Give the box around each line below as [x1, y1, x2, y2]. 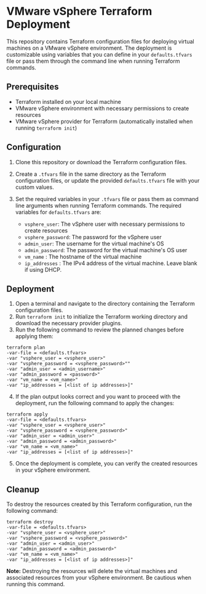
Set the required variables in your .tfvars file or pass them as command [15, 195, 199, 202]
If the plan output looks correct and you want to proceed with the [15, 393, 181, 400]
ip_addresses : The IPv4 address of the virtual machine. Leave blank [24, 259, 198, 267]
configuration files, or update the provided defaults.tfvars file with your [15, 176, 200, 184]
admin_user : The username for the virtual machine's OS [24, 240, 164, 247]
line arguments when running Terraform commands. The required [15, 202, 181, 209]
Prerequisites [6, 82, 59, 92]
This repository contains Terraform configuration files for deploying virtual [6, 38, 195, 45]
